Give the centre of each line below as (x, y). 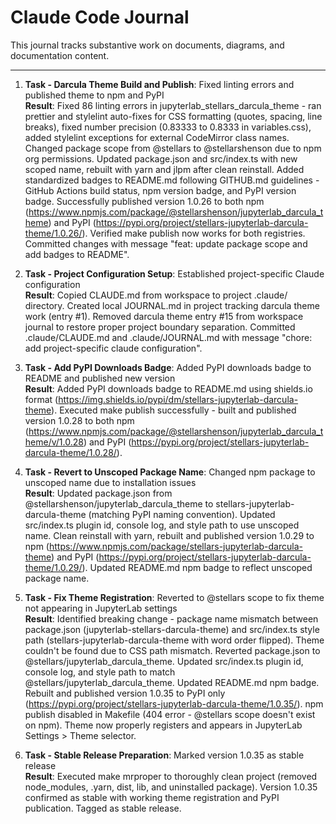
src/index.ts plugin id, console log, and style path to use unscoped (162, 525)
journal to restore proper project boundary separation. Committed (160, 327)
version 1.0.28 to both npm (79, 420)
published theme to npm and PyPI (94, 95)
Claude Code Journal (100, 17)
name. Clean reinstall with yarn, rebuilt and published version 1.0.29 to (169, 535)
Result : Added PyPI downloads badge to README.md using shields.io (168, 388)
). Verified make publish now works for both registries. (193, 233)
